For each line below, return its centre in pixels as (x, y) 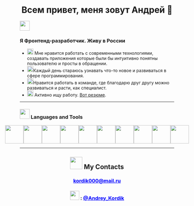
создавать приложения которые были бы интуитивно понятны (92, 59)
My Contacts (104, 167)
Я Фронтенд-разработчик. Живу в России (73, 41)
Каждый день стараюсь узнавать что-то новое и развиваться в (100, 71)
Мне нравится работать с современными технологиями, (94, 53)
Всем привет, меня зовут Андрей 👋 (97, 10)
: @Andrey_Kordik (102, 198)
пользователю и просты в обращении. (67, 63)
